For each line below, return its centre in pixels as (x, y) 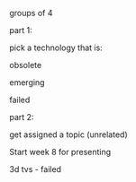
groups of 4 (31, 13)
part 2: (22, 117)
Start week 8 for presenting (60, 152)
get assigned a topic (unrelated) (68, 134)
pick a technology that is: (56, 48)
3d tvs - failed (35, 169)
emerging (27, 82)
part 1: (21, 30)
